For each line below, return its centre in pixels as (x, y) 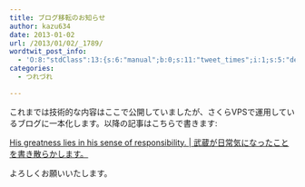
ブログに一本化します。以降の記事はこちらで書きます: (117, 123)
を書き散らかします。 (49, 153)
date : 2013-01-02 (42, 34)
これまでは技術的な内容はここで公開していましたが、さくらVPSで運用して (148, 112)
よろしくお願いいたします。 (61, 172)
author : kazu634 (40, 26)
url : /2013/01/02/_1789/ (56, 43)
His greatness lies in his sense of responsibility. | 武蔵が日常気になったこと (149, 143)
